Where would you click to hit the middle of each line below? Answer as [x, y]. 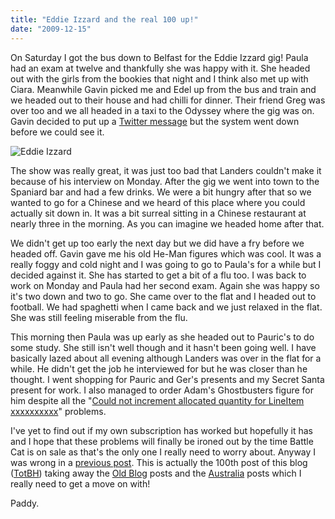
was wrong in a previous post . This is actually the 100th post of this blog [159, 462]
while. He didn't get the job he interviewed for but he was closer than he [159, 368]
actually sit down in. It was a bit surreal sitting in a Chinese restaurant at [158, 213]
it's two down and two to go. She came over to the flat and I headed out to [163, 296]
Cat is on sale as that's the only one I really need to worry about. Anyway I [163, 452]
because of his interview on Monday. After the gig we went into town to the [165, 181]
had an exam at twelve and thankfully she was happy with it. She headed [160, 68]
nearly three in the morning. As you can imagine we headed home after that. [167, 223]
